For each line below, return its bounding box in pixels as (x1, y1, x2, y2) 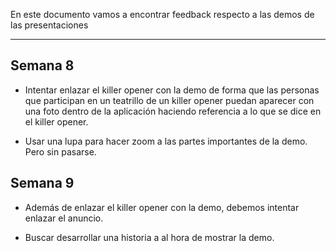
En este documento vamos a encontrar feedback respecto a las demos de (10, 9, 315, 20)
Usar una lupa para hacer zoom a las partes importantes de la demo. (24, 135, 308, 147)
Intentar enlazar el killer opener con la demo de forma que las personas (24, 84, 320, 96)
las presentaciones (10, 19, 89, 31)
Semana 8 (10, 57, 75, 74)
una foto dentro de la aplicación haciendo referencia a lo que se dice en (24, 105, 322, 117)
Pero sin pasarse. (24, 145, 97, 158)
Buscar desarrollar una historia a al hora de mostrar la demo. (24, 231, 275, 243)
